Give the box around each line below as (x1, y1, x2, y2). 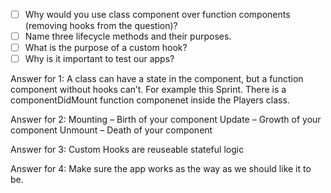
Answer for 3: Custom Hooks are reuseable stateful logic (10, 144, 245, 156)
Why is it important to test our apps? (24, 53, 175, 65)
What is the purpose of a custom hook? (24, 42, 188, 54)
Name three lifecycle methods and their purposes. (24, 30, 232, 43)
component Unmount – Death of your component (10, 124, 213, 136)
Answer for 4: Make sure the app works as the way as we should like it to (10, 163, 312, 175)
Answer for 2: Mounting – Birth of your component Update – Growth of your (10, 114, 322, 126)
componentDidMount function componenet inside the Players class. (10, 94, 290, 106)
